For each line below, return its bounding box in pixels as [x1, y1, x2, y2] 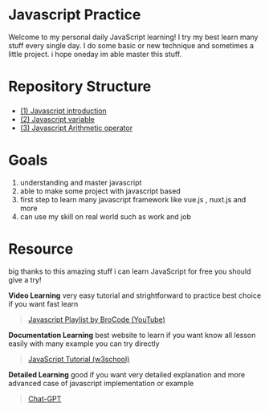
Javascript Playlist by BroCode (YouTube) [27, 315, 166, 324]
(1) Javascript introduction [19, 106, 107, 116]
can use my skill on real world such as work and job [19, 211, 191, 222]
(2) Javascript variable [19, 115, 95, 124]
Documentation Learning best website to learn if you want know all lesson [8, 330, 256, 340]
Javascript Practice [8, 6, 141, 24]
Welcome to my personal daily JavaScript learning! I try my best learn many [8, 32, 259, 42]
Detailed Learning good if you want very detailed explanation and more [8, 369, 246, 379]
